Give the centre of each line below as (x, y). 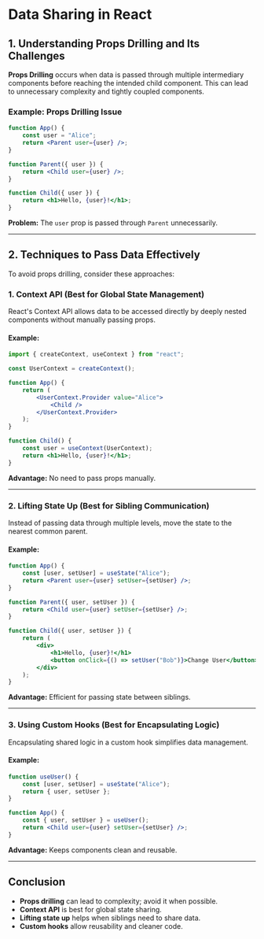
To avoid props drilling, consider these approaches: (92, 274)
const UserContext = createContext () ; (71, 369)
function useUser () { (44, 777)
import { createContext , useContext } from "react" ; (96, 355)
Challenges (37, 55)
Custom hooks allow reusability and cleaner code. (101, 926)
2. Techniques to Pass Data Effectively (104, 255)
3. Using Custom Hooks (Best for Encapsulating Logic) (114, 725)
